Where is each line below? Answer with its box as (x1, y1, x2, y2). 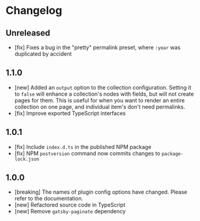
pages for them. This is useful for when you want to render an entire (14, 96, 185, 104)
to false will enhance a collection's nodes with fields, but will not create (14, 90, 195, 97)
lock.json (14, 156, 40, 162)
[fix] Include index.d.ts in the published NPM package (14, 143, 152, 150)
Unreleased (5, 28, 51, 38)
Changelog (5, 4, 62, 18)
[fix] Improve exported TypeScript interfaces (14, 110, 126, 117)
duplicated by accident (14, 50, 72, 58)
